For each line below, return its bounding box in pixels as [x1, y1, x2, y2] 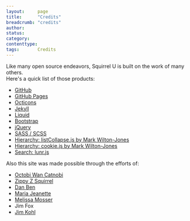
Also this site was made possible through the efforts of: [6, 160, 139, 167]
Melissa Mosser [14, 196, 53, 203]
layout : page [6, 8, 49, 15]
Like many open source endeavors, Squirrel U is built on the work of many [6, 63, 185, 70]
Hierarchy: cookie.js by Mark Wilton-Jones [14, 142, 118, 149]
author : [6, 25, 25, 31]
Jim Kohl [14, 208, 36, 215]
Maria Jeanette [14, 189, 51, 196]
